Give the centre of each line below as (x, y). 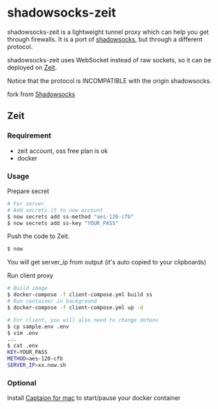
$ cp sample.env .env (38, 327)
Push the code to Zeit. (39, 236)
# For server (26, 203)
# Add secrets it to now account (55, 210)
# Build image (28, 289)
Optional (22, 383)
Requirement (29, 136)
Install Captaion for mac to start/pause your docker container (94, 398)
